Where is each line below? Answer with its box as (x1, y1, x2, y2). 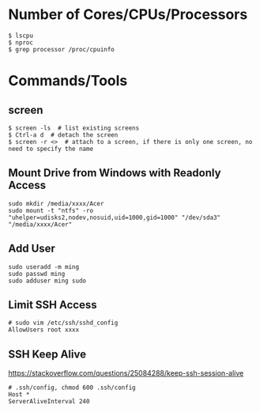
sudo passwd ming (8, 270, 66, 278)
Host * (8, 391, 30, 399)
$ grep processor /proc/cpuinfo (8, 45, 115, 53)
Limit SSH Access (8, 298, 97, 312)
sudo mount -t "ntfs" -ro (8, 206, 93, 214)
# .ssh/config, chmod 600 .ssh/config (8, 384, 136, 392)
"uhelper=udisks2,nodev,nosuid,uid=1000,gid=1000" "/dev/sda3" (8, 214, 221, 221)
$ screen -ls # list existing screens (8, 124, 140, 132)
